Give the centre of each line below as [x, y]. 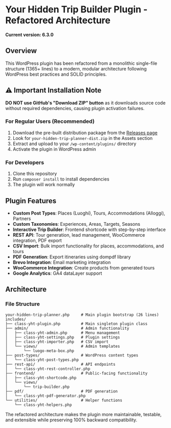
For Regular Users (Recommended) [50, 121]
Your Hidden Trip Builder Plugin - [77, 10]
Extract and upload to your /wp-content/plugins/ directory [74, 144]
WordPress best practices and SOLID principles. [56, 74]
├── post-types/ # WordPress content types [72, 355]
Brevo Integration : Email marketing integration [62, 262]
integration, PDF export [37, 240]
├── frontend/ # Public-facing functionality [76, 373]
